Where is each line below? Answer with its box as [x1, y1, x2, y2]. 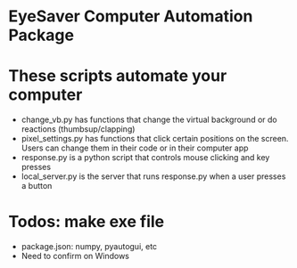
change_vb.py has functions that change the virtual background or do [21, 114, 277, 126]
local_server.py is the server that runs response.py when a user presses [21, 171, 286, 182]
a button [21, 181, 53, 191]
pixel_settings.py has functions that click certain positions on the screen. [21, 134, 289, 144]
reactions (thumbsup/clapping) [21, 124, 136, 134]
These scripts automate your [8, 66, 227, 86]
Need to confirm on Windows [21, 251, 130, 262]
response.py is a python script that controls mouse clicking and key [21, 152, 270, 163]
